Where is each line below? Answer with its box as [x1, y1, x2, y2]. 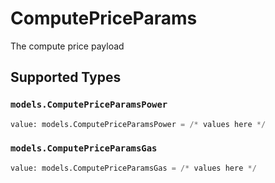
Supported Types [10, 69, 122, 86]
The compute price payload [10, 40, 125, 52]
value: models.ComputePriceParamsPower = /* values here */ [10, 119, 267, 129]
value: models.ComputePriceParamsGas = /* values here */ [10, 163, 257, 173]
